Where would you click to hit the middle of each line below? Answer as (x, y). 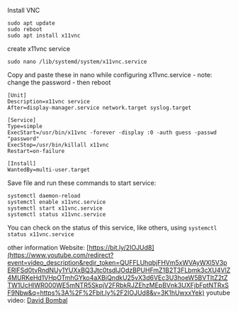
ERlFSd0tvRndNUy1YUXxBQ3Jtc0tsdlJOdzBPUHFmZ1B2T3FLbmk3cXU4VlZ (119, 270)
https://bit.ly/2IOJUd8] (121, 248)
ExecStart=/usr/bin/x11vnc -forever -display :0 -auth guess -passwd (112, 132)
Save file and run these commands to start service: (82, 183)
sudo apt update (31, 23)
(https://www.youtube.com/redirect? (61, 255)
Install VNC (24, 10)
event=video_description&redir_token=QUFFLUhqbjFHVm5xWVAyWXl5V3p (118, 262)
